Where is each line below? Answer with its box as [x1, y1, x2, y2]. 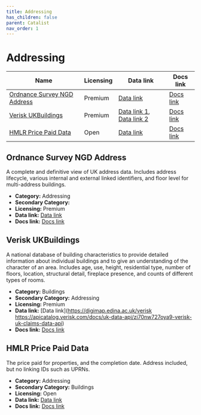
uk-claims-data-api [14, 319, 63, 327]
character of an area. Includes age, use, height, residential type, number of [6, 263, 191, 270]
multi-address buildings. [6, 181, 66, 188]
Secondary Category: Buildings [14, 383, 95, 391]
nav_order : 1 [6, 25, 39, 32]
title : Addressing [6, 8, 52, 15]
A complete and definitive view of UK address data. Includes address [6, 168, 176, 175]
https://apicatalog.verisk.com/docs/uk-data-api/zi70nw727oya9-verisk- [14, 313, 193, 320]
